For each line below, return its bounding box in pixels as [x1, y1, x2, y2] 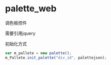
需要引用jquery [5, 30, 36, 36]
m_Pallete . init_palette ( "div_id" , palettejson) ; [5, 55, 107, 60]
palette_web [5, 3, 57, 14]
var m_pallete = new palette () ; [5, 50, 72, 56]
